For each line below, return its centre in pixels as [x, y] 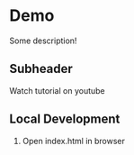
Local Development [65, 119]
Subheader [41, 69]
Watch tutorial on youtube [57, 90]
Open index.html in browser [74, 141]
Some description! [43, 41]
